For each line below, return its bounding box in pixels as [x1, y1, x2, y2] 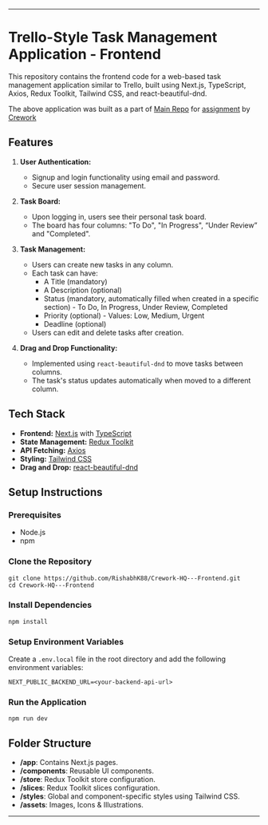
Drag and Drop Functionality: [19, 343, 118, 352]
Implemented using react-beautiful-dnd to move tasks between [31, 359, 243, 368]
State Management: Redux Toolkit [19, 437, 134, 446]
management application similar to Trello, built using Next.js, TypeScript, [8, 80, 246, 89]
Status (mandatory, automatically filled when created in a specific [43, 293, 259, 303]
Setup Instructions [8, 485, 103, 499]
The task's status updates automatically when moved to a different [31, 375, 251, 385]
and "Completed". [31, 228, 91, 238]
